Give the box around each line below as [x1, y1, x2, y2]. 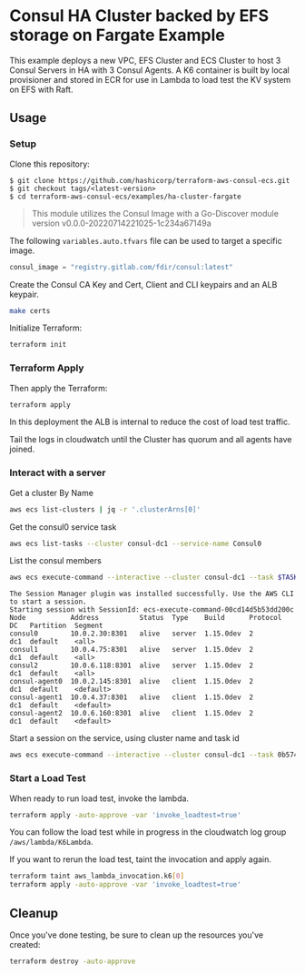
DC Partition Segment [9, 621, 103, 631]
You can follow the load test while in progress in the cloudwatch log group [9, 827, 287, 838]
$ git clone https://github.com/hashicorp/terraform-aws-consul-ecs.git [9, 176, 290, 185]
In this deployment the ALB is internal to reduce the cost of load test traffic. [9, 416, 290, 428]
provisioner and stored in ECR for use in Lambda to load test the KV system [9, 74, 291, 85]
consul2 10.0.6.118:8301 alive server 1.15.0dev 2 [9, 661, 254, 670]
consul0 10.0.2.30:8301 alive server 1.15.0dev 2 [9, 629, 254, 638]
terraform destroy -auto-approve [9, 957, 136, 966]
